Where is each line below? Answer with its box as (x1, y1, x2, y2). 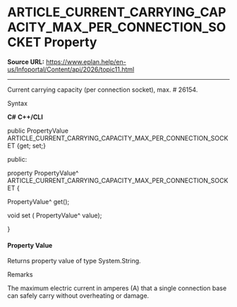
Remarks (7, 270, 33, 279)
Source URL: (7, 57, 44, 66)
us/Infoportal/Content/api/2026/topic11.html (7, 65, 135, 73)
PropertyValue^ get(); (7, 197, 70, 205)
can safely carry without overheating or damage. (7, 291, 150, 300)
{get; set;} (16, 141, 47, 150)
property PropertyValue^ (7, 169, 79, 177)
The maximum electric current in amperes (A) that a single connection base (7, 284, 227, 293)
